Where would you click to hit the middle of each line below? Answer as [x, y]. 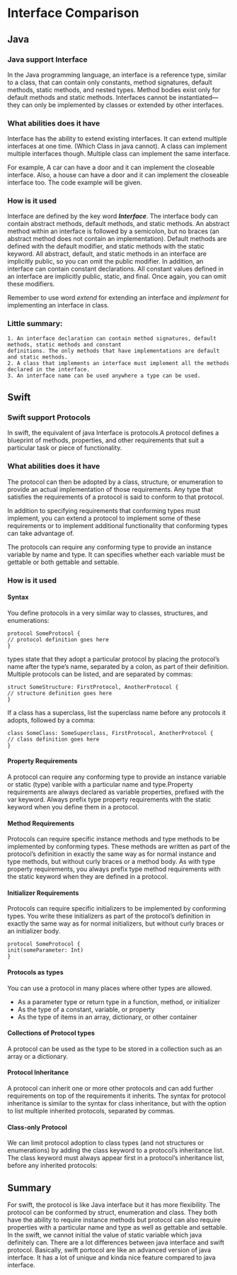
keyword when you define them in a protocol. [73, 807]
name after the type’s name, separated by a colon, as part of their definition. [118, 666]
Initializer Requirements [43, 893]
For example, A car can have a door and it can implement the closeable [111, 167]
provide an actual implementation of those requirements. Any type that [110, 489]
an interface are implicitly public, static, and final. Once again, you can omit [117, 276]
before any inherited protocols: [52, 1166]
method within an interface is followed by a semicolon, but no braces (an [113, 231]
